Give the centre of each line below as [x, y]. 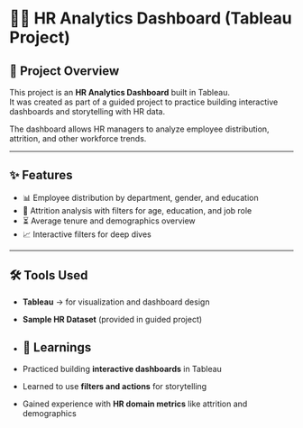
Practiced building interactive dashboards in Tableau [122, 369]
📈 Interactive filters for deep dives [87, 234]
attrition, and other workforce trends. [78, 138]
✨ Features [41, 175]
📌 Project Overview [64, 71]
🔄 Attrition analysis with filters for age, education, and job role [137, 210]
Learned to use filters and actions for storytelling [115, 387]
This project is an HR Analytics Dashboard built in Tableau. [119, 92]
